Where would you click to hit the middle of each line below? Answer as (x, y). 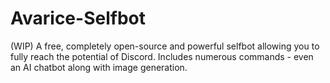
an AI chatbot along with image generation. (99, 67)
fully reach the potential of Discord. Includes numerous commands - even (162, 56)
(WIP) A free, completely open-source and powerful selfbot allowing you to (165, 46)
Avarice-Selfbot (78, 18)
